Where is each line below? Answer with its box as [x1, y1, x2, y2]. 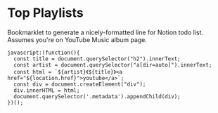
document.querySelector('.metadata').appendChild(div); [13, 93, 181, 100]
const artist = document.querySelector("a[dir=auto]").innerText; [13, 61, 212, 68]
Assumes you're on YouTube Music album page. [7, 35, 148, 44]
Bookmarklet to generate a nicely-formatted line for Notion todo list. [7, 28, 204, 36]
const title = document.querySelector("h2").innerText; [13, 55, 181, 62]
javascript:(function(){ [7, 49, 80, 56]
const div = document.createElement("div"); [13, 81, 146, 88]
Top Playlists [7, 5, 84, 21]
